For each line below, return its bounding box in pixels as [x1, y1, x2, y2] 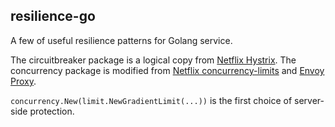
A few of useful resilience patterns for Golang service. [10, 34, 233, 46]
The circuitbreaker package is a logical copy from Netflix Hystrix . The [10, 54, 297, 66]
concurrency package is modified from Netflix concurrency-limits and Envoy [10, 64, 325, 76]
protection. [29, 105, 75, 117]
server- [294, 94, 325, 106]
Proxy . [10, 75, 37, 87]
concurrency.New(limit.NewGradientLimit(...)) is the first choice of [10, 94, 293, 106]
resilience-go [10, 8, 96, 25]
